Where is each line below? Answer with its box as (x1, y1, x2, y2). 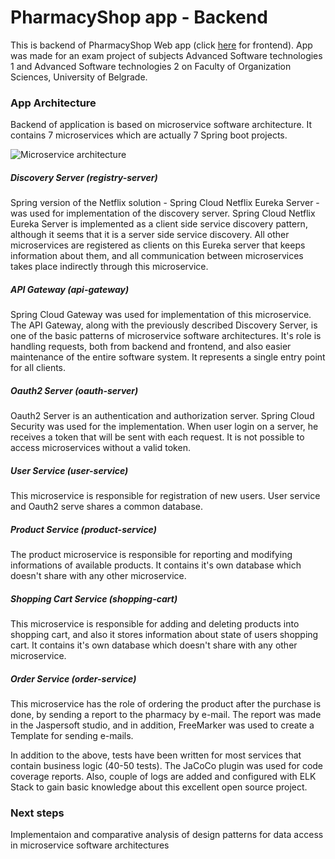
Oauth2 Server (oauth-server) (10, 384, 139, 396)
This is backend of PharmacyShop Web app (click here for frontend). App (10, 39, 313, 51)
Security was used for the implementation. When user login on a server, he (10, 421, 319, 433)
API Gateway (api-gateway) (10, 283, 130, 295)
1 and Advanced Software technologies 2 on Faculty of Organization (10, 60, 292, 72)
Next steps (10, 806, 65, 820)
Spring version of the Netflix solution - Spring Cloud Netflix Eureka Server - (10, 197, 320, 209)
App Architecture (10, 96, 97, 110)
